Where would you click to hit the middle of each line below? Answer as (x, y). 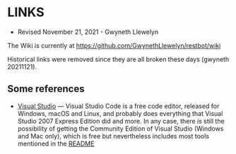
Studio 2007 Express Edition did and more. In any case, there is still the (121, 121)
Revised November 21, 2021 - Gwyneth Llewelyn (88, 32)
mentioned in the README (56, 143)
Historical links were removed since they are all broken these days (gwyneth (118, 59)
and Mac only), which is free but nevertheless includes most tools (113, 136)
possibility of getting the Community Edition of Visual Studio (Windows (120, 129)
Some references (46, 89)
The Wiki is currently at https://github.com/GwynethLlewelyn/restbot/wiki (114, 45)
